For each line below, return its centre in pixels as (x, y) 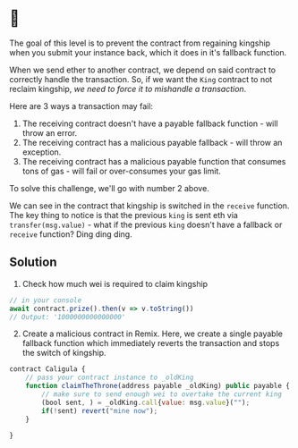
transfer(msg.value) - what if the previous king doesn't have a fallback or (146, 224)
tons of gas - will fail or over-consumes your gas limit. (122, 171)
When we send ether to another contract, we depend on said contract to (142, 70)
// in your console (46, 300)
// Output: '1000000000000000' (68, 317)
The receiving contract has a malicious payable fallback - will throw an (152, 142)
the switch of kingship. (64, 353)
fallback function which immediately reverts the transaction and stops (151, 343)
